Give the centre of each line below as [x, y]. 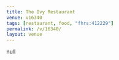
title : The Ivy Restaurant [41, 12]
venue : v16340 [25, 18]
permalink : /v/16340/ [34, 29]
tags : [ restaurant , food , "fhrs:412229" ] [60, 23]
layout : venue [25, 35]
